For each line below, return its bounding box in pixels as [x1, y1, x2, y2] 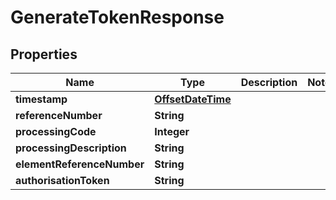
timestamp [15, 92, 68, 106]
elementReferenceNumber [15, 157, 145, 171]
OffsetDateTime [154, 92, 232, 106]
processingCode [15, 125, 97, 138]
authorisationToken [15, 174, 110, 187]
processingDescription [15, 141, 127, 155]
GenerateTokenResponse [10, 6, 225, 29]
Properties [10, 46, 78, 63]
